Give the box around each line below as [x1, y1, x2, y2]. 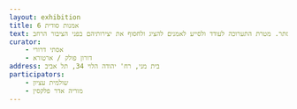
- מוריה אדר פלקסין [25, 86, 83, 95]
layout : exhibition [9, 12, 81, 22]
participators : [9, 70, 65, 79]
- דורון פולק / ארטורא [25, 54, 93, 62]
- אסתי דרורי [25, 46, 64, 54]
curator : [9, 37, 42, 47]
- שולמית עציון [25, 78, 69, 87]
